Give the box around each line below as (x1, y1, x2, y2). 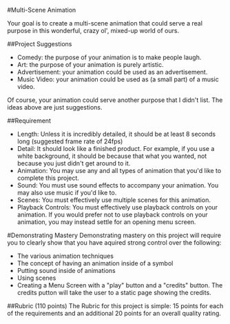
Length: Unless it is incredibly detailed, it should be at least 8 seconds (17, 130, 216, 138)
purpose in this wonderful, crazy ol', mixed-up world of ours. (7, 27, 180, 34)
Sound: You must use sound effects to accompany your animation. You (17, 181, 219, 189)
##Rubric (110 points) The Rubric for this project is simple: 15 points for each (7, 302, 224, 310)
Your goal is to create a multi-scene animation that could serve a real (7, 19, 203, 27)
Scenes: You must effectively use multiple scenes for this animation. (17, 196, 211, 204)
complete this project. (17, 174, 79, 182)
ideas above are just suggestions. (7, 103, 103, 111)
